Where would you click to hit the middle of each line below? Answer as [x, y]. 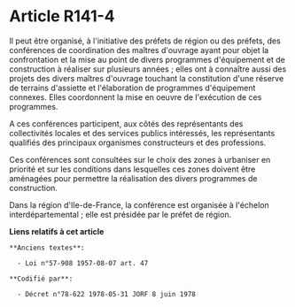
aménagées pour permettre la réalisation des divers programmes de [133, 178]
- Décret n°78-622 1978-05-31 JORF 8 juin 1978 [107, 294]
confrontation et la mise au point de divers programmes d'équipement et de [147, 59]
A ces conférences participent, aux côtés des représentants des [126, 123]
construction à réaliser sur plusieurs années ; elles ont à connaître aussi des [148, 69]
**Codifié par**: [41, 279]
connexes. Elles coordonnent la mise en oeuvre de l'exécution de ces [136, 97]
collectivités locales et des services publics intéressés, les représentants [142, 133]
